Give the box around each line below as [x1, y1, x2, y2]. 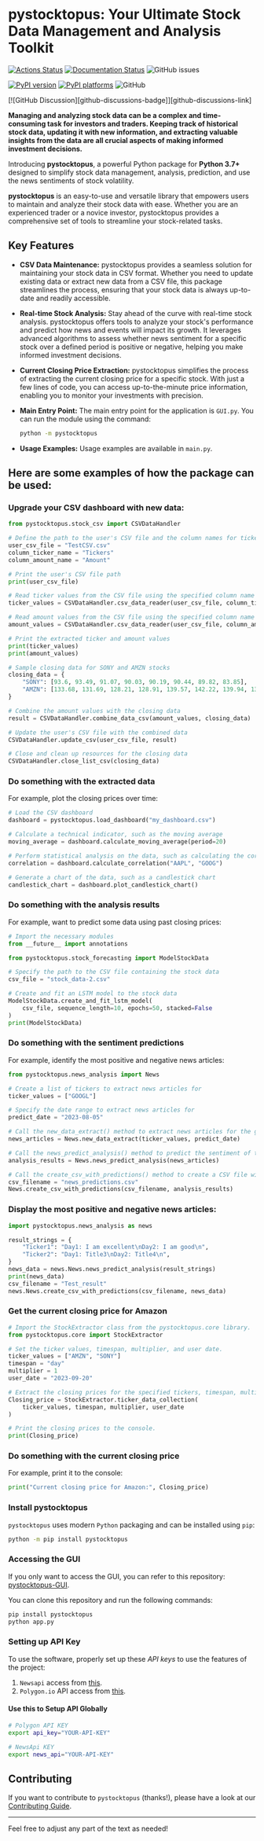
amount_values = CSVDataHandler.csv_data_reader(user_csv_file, [8, 621, 223, 629]
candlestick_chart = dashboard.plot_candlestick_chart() [8, 880, 199, 889]
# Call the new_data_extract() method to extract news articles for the [8, 1128, 251, 1136]
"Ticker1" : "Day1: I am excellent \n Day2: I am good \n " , [22, 1244, 210, 1251]
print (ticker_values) [8, 642, 79, 650]
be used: [8, 479, 53, 492]
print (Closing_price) [8, 1432, 79, 1440]
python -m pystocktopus [19, 429, 98, 437]
